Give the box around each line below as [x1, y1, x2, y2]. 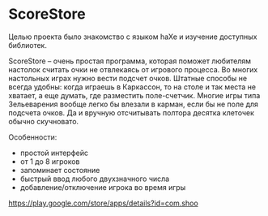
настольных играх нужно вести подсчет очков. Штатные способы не [8, 73, 248, 83]
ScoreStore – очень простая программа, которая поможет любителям [8, 56, 251, 66]
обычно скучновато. [8, 116, 79, 126]
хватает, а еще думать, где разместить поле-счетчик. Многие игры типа [8, 90, 261, 100]
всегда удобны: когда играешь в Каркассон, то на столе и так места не [8, 82, 257, 92]
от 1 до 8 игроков [19, 156, 80, 166]
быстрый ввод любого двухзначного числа [19, 174, 170, 184]
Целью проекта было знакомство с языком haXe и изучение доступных [8, 32, 257, 41]
